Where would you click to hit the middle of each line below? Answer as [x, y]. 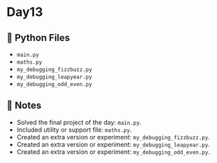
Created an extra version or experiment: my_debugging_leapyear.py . [113, 144]
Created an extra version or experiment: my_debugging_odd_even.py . [113, 152]
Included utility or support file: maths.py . [74, 130]
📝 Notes [24, 106]
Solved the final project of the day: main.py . [79, 122]
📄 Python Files [38, 38]
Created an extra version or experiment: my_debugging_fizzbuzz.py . [113, 137]
